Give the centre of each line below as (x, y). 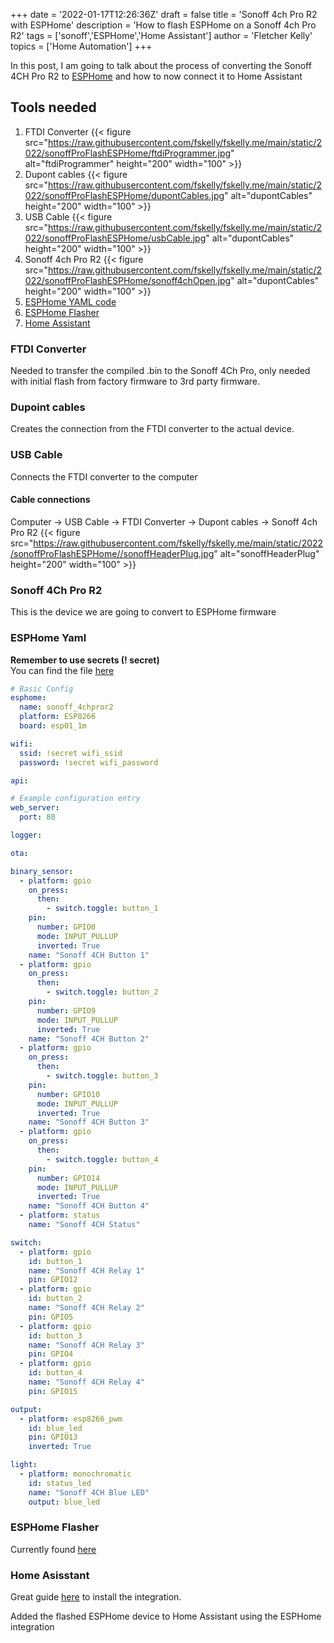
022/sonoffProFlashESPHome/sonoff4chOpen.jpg (128, 280)
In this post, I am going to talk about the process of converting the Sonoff (161, 65)
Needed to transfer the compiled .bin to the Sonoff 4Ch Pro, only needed (160, 371)
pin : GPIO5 (51, 1317)
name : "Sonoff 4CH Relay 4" (86, 1382)
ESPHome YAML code (70, 301)
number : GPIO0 (66, 927)
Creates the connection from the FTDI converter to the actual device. (152, 429)
